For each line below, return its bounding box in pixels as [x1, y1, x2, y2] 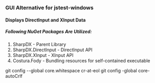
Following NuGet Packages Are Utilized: [5, 29, 92, 35]
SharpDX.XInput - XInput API [12, 52, 74, 58]
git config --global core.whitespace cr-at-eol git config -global [5, 68, 137, 74]
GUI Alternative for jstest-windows [5, 4, 94, 11]
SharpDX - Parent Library [12, 42, 67, 48]
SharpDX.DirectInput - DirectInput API [12, 47, 93, 53]
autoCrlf [5, 73, 23, 79]
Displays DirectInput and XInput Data [5, 17, 86, 23]
